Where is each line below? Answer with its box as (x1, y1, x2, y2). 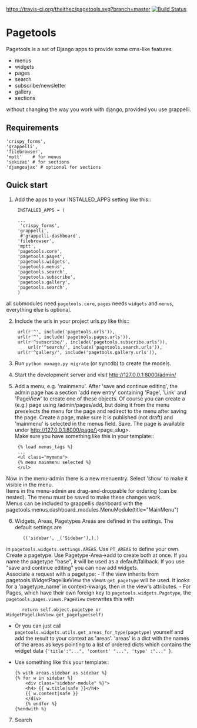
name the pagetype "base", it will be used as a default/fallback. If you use (6, 557, 185, 565)
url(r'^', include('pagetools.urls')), (17, 329, 115, 335)
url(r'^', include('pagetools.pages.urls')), (17, 334, 131, 340)
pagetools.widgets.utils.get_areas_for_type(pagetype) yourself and (14, 628, 184, 635)
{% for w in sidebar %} (14, 675, 74, 681)
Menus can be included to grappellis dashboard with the (6, 500, 143, 507)
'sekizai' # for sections (6, 159, 69, 165)
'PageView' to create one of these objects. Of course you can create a (14, 395, 185, 402)
